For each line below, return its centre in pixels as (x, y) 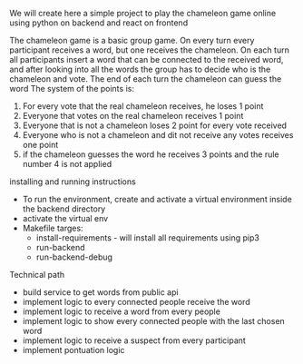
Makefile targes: (53, 228)
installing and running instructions (73, 182)
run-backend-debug (74, 257)
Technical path (37, 275)
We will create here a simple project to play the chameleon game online (143, 13)
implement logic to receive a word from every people (121, 311)
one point (40, 145)
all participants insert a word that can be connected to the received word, (147, 59)
